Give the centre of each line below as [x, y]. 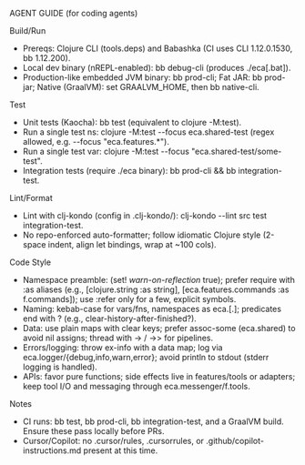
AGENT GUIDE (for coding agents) [74, 13]
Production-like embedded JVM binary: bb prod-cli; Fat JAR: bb [142, 77]
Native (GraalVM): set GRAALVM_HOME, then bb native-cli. [148, 87]
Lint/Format [31, 198]
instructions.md [52, 450]
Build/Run [28, 30]
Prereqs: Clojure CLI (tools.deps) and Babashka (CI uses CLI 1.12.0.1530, [158, 48]
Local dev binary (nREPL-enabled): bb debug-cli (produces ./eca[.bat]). [157, 68]
